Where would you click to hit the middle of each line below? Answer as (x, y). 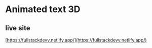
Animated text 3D (43, 9)
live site (18, 28)
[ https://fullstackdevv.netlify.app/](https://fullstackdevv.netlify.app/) (76, 40)
